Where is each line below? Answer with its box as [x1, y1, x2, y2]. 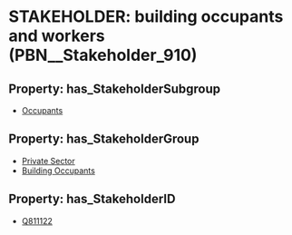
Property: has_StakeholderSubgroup [8, 81, 221, 96]
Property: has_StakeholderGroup [8, 132, 200, 147]
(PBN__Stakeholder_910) [8, 45, 198, 65]
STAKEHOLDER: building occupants [8, 6, 284, 27]
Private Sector [21, 155, 75, 166]
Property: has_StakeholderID [8, 191, 176, 207]
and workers [8, 25, 105, 46]
